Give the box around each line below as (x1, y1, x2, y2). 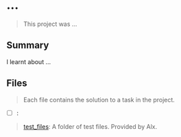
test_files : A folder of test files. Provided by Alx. (23, 122, 158, 130)
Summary (6, 40, 49, 51)
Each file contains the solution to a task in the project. (23, 95, 176, 104)
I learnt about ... (6, 57, 51, 65)
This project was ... (23, 20, 77, 28)
